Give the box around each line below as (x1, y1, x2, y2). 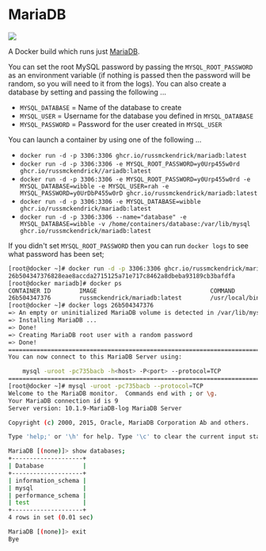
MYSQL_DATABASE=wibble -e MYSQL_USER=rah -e (19, 182, 169, 190)
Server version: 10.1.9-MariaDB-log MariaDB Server (8, 404, 182, 412)
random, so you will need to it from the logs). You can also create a (8, 78, 227, 88)
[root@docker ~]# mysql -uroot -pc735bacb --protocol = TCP (8, 382, 203, 390)
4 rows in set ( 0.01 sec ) (8, 514, 93, 522)
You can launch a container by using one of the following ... (8, 135, 202, 144)
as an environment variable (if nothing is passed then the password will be (8, 70, 251, 80)
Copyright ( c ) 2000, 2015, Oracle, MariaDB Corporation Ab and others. (8, 419, 249, 427)
